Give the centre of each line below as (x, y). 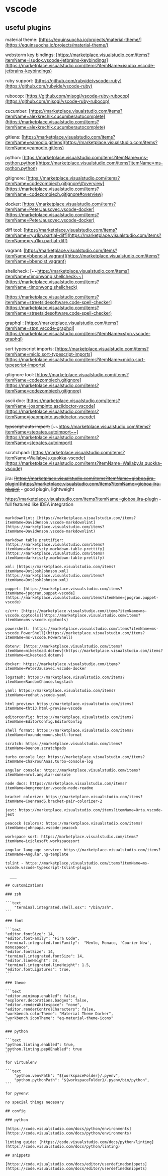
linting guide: (21, 1142)
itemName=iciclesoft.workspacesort (43, 841)
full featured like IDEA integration (39, 504)
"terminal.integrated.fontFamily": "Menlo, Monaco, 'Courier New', (78, 943)
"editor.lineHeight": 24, (32, 961)
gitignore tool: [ (21, 375)
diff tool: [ (15, 230)
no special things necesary (35, 1102)
